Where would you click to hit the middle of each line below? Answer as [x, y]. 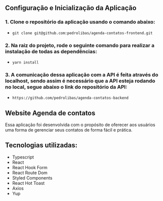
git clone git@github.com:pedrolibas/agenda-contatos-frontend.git [82, 33]
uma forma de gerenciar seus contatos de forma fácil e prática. [69, 130]
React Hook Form [30, 167]
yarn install [25, 62]
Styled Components [32, 178]
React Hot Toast [28, 183]
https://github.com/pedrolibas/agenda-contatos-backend [70, 98]
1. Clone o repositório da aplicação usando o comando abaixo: [80, 22]
